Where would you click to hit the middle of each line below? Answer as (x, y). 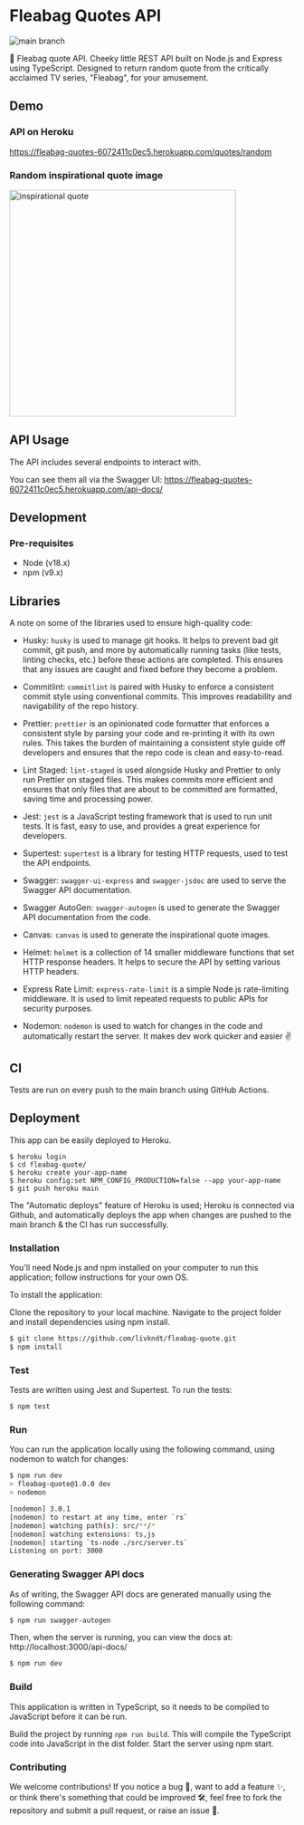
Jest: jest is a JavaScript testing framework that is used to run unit (147, 817)
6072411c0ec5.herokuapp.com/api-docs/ (86, 489)
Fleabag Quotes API (85, 16)
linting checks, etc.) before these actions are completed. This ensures (152, 660)
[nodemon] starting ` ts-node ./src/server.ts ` (99, 1542)
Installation (35, 1248)
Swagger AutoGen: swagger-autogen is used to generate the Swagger (151, 908)
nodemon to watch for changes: (69, 1459)
